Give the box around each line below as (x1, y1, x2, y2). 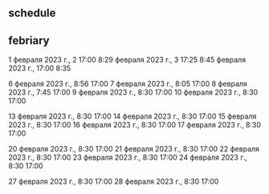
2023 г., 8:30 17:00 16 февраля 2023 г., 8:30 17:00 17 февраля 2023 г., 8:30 (8, 120, 262, 130)
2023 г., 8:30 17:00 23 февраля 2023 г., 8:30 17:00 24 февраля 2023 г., (8, 152, 247, 163)
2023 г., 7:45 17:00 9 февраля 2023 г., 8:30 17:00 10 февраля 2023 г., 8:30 (8, 87, 259, 97)
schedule (8, 6, 56, 20)
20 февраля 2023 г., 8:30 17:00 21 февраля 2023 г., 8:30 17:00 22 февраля (8, 144, 259, 154)
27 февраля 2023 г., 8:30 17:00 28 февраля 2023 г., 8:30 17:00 (8, 176, 219, 187)
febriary (8, 34, 50, 47)
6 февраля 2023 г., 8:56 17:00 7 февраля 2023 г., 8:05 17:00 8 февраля (8, 79, 247, 89)
